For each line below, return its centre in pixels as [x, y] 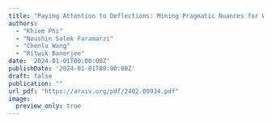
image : [19, 99]
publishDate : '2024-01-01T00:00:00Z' [72, 69]
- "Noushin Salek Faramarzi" [65, 38]
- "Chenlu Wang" [43, 46]
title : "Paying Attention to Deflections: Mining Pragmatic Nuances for [134, 16]
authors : [23, 23]
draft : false [30, 76]
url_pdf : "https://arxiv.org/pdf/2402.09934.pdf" [94, 91]
